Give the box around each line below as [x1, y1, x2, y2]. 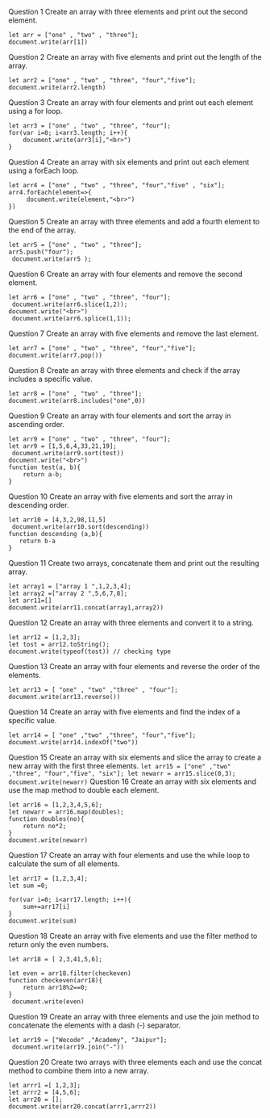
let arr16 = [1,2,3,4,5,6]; [8, 801, 103, 809]
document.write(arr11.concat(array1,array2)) [8, 604, 164, 612]
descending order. [8, 500, 69, 509]
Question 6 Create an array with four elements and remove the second [8, 270, 243, 278]
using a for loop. [8, 107, 63, 115]
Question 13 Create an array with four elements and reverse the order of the [8, 662, 260, 671]
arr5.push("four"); [8, 248, 74, 256]
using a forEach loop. [8, 165, 79, 175]
